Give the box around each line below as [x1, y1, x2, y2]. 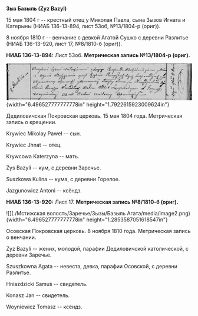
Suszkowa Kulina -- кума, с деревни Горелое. [6, 175, 120, 182]
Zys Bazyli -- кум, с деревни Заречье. [6, 164, 101, 171]
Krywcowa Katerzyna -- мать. [6, 152, 80, 159]
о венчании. [6, 234, 37, 241]
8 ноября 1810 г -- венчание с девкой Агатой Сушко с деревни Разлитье [6, 34, 189, 41]
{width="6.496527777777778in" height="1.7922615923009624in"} [6, 101, 170, 108]
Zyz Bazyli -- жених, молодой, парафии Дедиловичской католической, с [6, 245, 189, 252]
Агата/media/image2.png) [127, 209, 190, 217]
